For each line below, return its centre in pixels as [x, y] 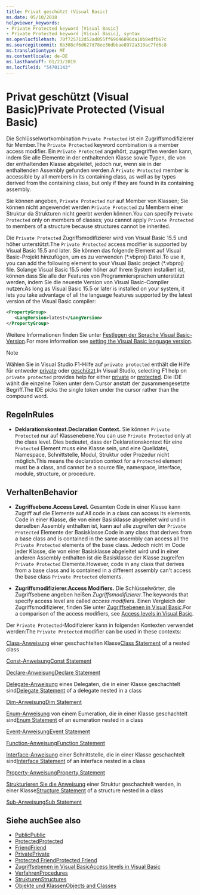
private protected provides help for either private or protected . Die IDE [94, 377]
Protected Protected [39, 841]
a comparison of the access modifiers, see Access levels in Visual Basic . [104, 613]
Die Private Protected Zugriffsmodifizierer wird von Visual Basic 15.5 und [97, 238]
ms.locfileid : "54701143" [38, 67]
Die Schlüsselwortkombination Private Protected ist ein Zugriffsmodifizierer [100, 139]
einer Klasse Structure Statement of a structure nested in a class [85, 790]
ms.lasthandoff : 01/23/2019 [41, 61]
